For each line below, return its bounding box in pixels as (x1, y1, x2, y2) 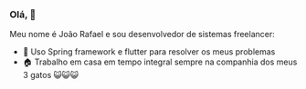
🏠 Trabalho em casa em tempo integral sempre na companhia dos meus (22, 56, 298, 67)
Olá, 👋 (9, 8, 37, 21)
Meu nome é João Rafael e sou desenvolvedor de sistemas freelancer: (9, 29, 276, 40)
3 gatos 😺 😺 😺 (22, 70, 79, 81)
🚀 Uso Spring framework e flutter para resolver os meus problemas (22, 46, 276, 57)
